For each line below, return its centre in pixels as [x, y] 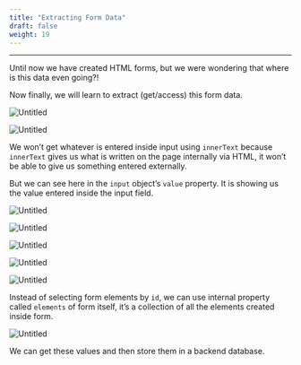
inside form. [31, 317]
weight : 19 [30, 34]
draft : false [34, 26]
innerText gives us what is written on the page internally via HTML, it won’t [148, 157]
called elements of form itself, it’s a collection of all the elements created [142, 307]
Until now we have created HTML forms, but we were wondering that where [149, 68]
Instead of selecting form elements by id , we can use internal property [140, 298]
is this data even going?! [54, 78]
